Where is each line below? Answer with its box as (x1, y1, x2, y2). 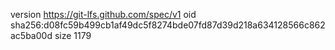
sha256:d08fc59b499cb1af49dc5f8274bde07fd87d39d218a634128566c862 (10, 19, 326, 31)
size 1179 (54, 30, 92, 41)
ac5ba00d (10, 30, 53, 41)
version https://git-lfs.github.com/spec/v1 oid (10, 9, 197, 20)
